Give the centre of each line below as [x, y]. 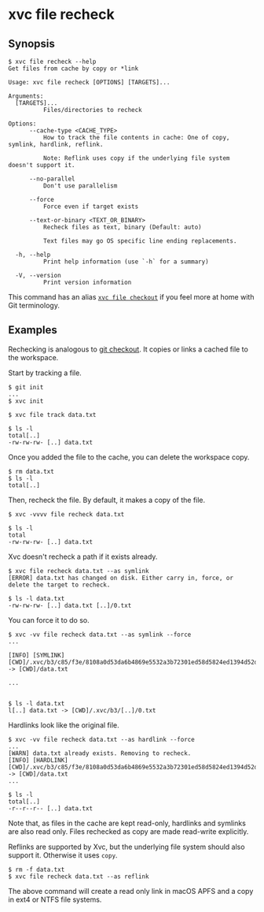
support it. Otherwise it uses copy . [63, 855]
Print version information [87, 282]
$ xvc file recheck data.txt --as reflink [79, 877]
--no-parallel [52, 179]
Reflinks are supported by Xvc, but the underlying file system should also [126, 847]
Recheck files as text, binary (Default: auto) [122, 227]
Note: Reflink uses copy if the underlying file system [136, 158]
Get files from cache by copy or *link [73, 69]
